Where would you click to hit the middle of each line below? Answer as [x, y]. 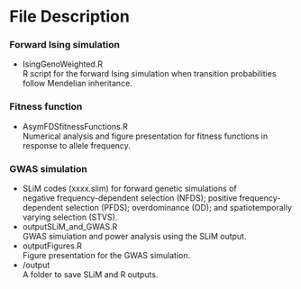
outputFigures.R [52, 246]
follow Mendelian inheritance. [77, 84]
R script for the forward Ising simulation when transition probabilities [149, 74]
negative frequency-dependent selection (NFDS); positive [130, 198]
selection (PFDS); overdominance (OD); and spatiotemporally [179, 208]
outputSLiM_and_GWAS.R [70, 227]
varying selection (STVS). [70, 217]
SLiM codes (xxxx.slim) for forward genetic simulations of [129, 189]
